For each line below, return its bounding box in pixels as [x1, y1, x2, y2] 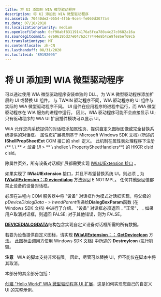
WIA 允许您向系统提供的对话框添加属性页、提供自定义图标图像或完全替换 [5, 126, 150, 132]
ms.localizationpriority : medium [5, 25, 73, 30]
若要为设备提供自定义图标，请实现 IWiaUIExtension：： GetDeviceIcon [5, 232, 148, 238]
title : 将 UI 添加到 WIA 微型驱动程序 [5, 7, 76, 12]
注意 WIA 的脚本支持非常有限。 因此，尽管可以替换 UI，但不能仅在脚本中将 [5, 254, 156, 260]
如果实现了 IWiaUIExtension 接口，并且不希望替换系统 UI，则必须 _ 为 [5, 171, 145, 177]
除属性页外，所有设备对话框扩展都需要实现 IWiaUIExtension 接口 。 [5, 160, 139, 166]
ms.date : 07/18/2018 [5, 20, 47, 26]
